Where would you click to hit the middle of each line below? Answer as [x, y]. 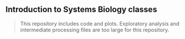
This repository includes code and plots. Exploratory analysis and [100, 23]
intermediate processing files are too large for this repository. [95, 30]
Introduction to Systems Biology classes [81, 10]
